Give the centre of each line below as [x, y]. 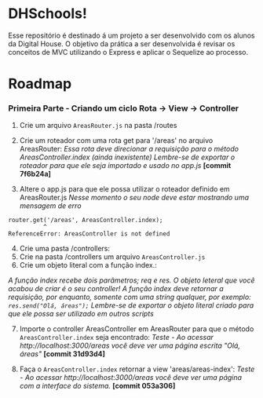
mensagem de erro [50, 206]
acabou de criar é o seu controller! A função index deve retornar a [116, 289]
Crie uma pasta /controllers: [65, 249]
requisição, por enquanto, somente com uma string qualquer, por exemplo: [130, 297]
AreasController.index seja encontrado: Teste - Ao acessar [117, 338]
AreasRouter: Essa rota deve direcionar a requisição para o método [129, 149]
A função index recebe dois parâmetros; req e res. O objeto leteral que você [131, 280]
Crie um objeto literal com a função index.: [88, 265]
